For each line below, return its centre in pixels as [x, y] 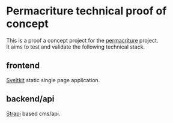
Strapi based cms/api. [33, 113]
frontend [23, 66]
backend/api [30, 99]
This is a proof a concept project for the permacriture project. [82, 40]
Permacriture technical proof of [86, 11]
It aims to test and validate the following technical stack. [76, 47]
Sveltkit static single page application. [53, 80]
